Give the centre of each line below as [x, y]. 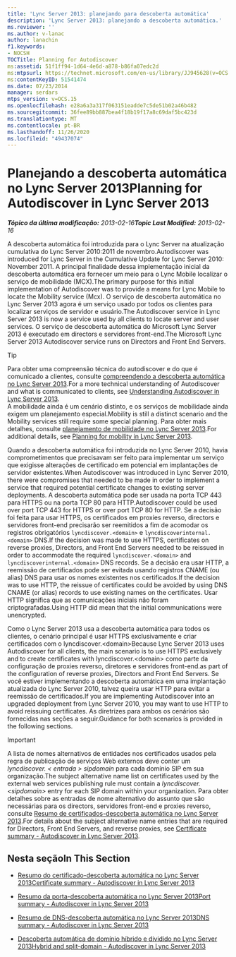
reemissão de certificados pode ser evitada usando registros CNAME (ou [113, 570]
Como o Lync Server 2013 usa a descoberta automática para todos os [108, 629]
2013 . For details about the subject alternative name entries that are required [117, 821]
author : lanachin [33, 40]
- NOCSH [19, 54]
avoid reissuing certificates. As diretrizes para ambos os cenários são [108, 711]
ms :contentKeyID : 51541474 [47, 79]
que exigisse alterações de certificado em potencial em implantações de [113, 465]
